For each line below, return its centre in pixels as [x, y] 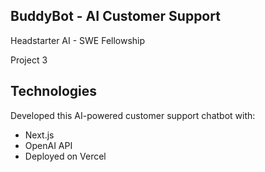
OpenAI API [48, 145]
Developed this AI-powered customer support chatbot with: [133, 115]
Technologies [54, 91]
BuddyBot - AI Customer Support [115, 16]
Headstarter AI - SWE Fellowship [78, 40]
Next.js [39, 135]
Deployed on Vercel [65, 156]
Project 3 [29, 60]
